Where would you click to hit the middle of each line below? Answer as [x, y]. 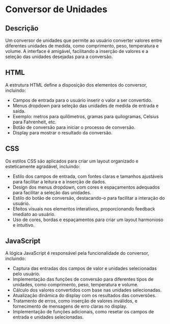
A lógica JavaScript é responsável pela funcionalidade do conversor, [77, 253]
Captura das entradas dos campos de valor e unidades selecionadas [84, 268]
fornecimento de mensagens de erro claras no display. [70, 306]
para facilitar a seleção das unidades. [52, 193]
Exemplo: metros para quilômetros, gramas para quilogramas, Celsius [86, 116]
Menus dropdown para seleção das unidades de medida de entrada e [86, 105]
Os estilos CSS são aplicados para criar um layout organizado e [72, 161]
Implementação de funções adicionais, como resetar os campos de [83, 312]
